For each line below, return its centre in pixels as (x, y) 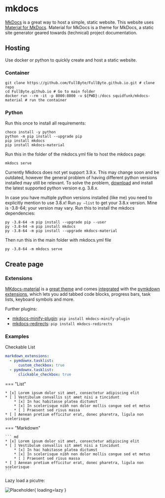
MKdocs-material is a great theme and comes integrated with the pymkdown (82, 289)
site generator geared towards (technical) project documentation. (71, 32)
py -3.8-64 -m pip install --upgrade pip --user (56, 222)
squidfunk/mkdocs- (132, 96)
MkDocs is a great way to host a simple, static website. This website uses (79, 22)
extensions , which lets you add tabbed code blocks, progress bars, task (78, 294)
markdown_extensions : (27, 356)
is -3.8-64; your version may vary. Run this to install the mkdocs (70, 208)
